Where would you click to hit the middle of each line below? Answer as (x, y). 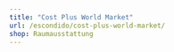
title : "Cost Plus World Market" (71, 17)
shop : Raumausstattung (51, 33)
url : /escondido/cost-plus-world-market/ (87, 26)
